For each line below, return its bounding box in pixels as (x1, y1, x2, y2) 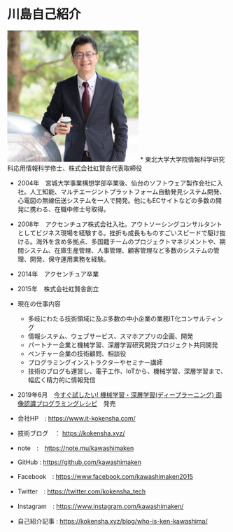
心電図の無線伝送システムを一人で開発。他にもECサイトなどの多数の (17, 196, 216, 204)
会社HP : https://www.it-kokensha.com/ (17, 414, 136, 422)
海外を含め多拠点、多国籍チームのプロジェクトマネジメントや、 (36, 237, 220, 246)
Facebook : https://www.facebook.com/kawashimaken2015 (17, 472, 194, 480)
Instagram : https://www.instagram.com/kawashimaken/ (17, 502, 184, 510)
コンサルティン (181, 314, 224, 323)
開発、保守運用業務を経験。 (29, 255, 110, 263)
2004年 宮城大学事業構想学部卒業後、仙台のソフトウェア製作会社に (17, 178, 218, 187)
